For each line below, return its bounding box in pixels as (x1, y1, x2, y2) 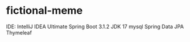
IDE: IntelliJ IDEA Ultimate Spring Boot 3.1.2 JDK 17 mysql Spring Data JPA (6, 23, 184, 30)
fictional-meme (6, 4, 83, 17)
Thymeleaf (6, 29, 32, 36)
